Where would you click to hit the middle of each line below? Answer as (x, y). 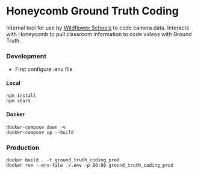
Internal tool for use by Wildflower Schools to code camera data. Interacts (98, 28)
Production (23, 148)
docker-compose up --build (40, 132)
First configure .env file (44, 69)
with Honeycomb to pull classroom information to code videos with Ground (99, 34)
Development (26, 56)
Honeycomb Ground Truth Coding (93, 11)
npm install (21, 96)
